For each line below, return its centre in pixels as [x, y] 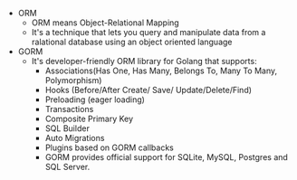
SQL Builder [67, 128]
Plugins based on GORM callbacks [109, 147]
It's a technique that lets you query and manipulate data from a [148, 32]
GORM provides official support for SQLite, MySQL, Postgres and [166, 157]
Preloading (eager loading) [95, 99]
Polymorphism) [73, 80]
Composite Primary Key [89, 118]
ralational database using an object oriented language [132, 42]
